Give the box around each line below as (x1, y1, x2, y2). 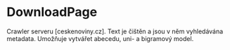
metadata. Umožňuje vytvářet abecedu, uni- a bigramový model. (6, 34, 194, 42)
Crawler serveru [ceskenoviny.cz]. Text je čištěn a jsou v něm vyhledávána (6, 27, 224, 35)
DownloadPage (6, 4, 98, 20)
